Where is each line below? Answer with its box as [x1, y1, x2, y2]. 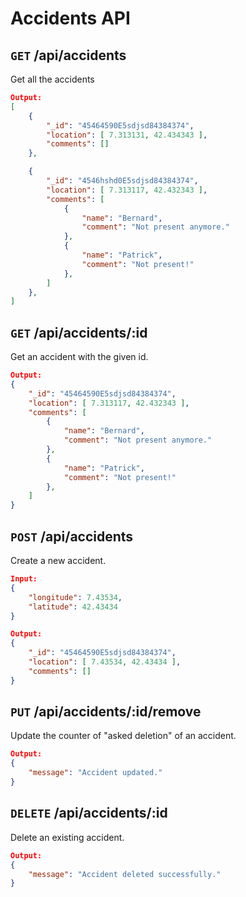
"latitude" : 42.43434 [28, 602, 118, 612]
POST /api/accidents [10, 528, 134, 545]
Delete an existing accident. [10, 831, 125, 843]
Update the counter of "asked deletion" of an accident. [10, 730, 237, 742]
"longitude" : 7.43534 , [28, 592, 123, 602]
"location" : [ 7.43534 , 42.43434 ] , [28, 657, 182, 667]
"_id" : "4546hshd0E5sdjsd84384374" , [46, 176, 199, 186]
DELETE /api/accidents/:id [10, 805, 168, 822]
